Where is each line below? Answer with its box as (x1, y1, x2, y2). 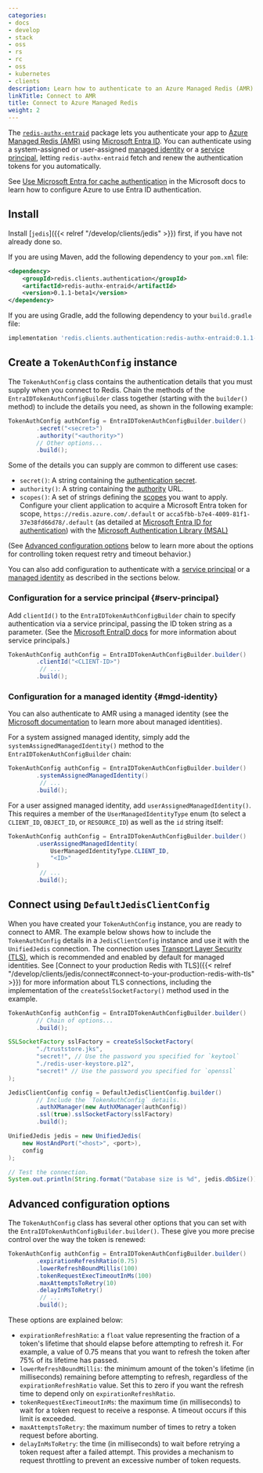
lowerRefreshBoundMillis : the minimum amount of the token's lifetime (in (19, 1364, 254, 1373)
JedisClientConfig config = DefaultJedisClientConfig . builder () (8, 1089, 222, 1097)
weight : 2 (8, 107, 41, 115)
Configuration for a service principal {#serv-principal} (8, 592, 219, 603)
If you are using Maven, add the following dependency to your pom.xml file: (8, 252, 249, 262)
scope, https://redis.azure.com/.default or (19, 509, 164, 518)
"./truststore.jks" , (36, 1046, 103, 1053)
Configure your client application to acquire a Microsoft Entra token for (19, 500, 248, 511)
